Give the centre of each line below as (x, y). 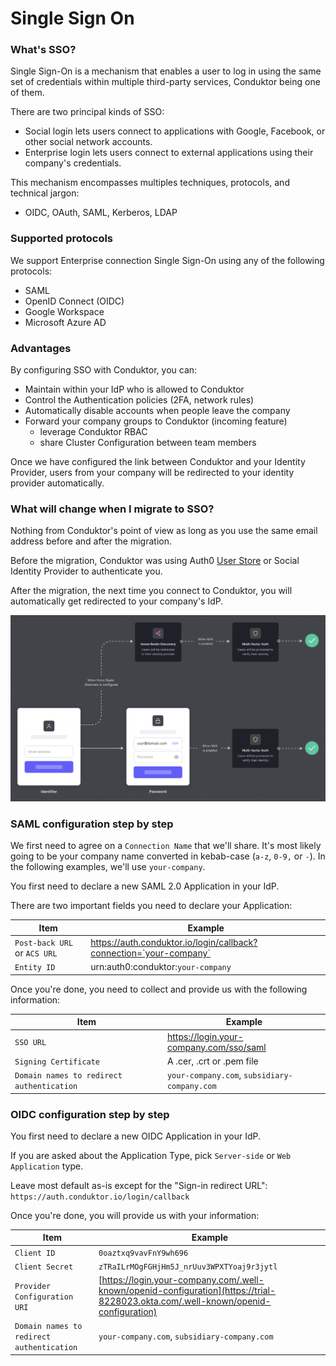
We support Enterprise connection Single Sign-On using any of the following (167, 260)
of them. (27, 93)
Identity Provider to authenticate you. (86, 571)
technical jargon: (45, 193)
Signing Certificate (57, 1062)
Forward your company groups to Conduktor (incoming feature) (156, 421)
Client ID (35, 1253)
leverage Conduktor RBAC (93, 432)
